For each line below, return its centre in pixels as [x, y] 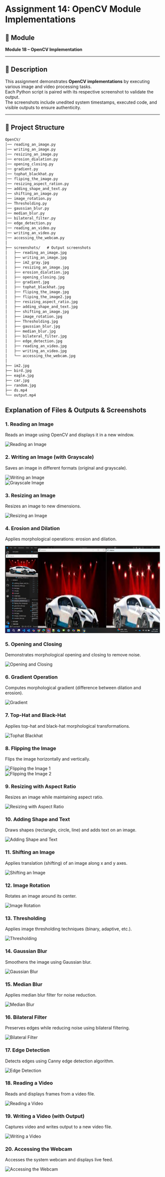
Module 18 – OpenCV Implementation [44, 49]
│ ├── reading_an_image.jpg [36, 252]
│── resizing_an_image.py [31, 154]
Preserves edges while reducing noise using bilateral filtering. [68, 1028]
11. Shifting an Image [30, 853]
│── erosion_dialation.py [31, 159]
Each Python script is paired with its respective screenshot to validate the [79, 91]
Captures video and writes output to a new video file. [59, 1127]
